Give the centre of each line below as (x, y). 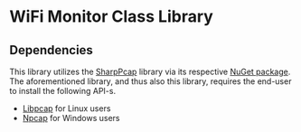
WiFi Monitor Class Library (112, 17)
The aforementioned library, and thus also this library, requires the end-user (150, 81)
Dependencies (51, 50)
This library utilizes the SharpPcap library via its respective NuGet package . (150, 71)
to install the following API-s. (62, 91)
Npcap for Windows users (71, 118)
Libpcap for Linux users (66, 108)
